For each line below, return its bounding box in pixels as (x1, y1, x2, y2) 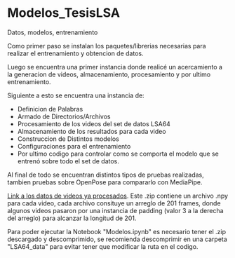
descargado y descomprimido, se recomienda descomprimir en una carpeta (7, 235, 228, 243)
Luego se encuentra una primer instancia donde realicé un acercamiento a (7, 62, 223, 71)
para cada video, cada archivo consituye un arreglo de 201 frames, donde (7, 198, 221, 208)
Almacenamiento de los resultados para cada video (17, 127, 166, 135)
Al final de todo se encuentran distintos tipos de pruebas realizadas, (7, 170, 205, 179)
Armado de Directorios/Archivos (17, 112, 111, 121)
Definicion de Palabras (17, 104, 83, 113)
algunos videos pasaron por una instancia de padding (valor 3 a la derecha (7, 206, 224, 215)
